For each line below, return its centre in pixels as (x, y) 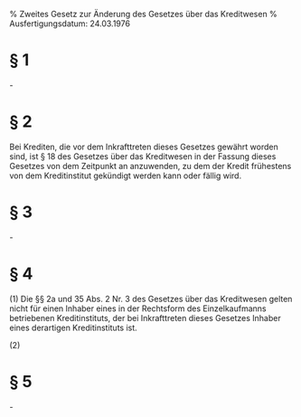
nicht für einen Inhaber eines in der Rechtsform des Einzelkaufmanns (138, 308)
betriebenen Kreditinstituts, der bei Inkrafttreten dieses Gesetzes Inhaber (146, 317)
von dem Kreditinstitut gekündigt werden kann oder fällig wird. (126, 175)
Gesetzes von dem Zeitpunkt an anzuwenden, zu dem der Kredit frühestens (150, 166)
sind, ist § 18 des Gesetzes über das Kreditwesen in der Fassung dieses (143, 156)
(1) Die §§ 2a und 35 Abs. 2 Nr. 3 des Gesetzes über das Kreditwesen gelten (151, 299)
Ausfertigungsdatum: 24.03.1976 (70, 24)
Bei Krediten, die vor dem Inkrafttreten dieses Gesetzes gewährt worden (144, 147)
